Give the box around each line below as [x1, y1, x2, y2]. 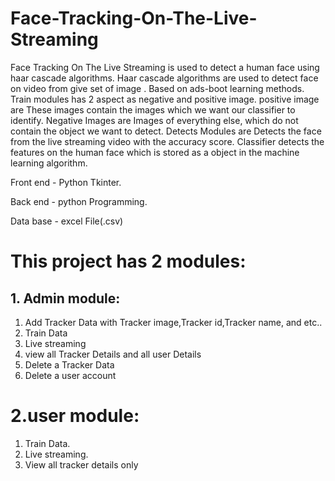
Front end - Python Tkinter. [10, 176, 122, 188]
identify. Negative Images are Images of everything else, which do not [10, 114, 299, 126]
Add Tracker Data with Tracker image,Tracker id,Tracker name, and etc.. [24, 316, 323, 328]
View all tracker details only [24, 458, 139, 471]
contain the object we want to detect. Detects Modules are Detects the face [10, 125, 322, 137]
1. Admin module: [10, 290, 121, 307]
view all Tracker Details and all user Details [24, 348, 202, 360]
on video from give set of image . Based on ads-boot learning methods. [10, 82, 305, 94]
